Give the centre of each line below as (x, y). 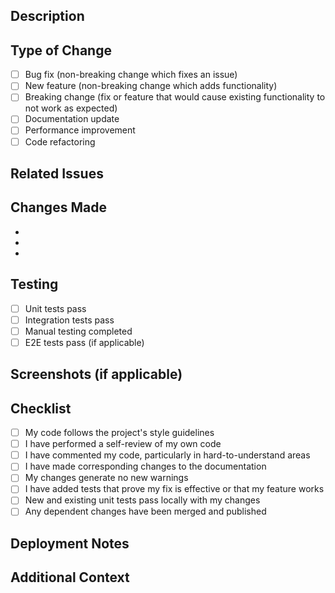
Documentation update (72, 119)
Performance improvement (80, 130)
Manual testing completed (78, 331)
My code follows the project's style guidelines (119, 433)
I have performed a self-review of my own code (123, 444)
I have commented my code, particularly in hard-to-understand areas (167, 455)
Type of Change (61, 50)
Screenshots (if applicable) (96, 374)
